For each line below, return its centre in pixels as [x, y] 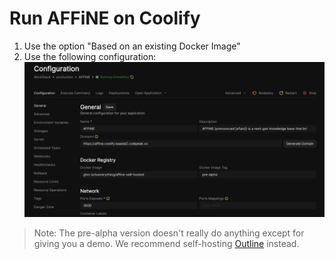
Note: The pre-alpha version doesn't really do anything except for [169, 233]
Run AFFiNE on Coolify [105, 18]
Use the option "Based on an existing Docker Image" [132, 46]
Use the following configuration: [90, 56]
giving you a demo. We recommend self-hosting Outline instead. [166, 244]
